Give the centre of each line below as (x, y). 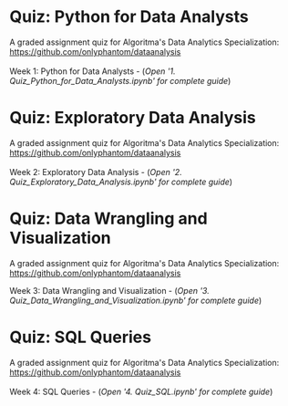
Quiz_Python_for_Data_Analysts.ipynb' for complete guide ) (120, 80)
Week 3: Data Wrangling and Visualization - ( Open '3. (109, 290)
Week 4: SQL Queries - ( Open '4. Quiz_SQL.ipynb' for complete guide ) (141, 391)
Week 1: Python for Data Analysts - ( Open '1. (93, 71)
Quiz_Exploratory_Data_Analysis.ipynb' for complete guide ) (121, 182)
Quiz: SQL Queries (81, 337)
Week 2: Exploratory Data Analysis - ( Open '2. (96, 172)
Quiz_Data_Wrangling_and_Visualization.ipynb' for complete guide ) (136, 300)
